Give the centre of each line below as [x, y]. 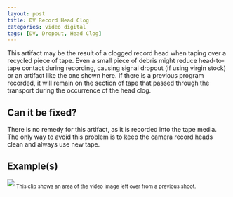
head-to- [212, 61]
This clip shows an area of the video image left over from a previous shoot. [106, 186]
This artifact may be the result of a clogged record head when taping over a [117, 53]
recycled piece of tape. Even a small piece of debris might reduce [102, 61]
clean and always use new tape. [54, 144]
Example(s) [33, 167]
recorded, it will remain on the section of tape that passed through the [108, 83]
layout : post [26, 14]
